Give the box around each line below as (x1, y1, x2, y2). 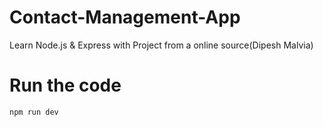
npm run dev (9, 107, 59, 117)
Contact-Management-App (9, 6, 241, 29)
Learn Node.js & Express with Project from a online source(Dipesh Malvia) (9, 39, 314, 51)
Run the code (9, 74, 122, 97)
